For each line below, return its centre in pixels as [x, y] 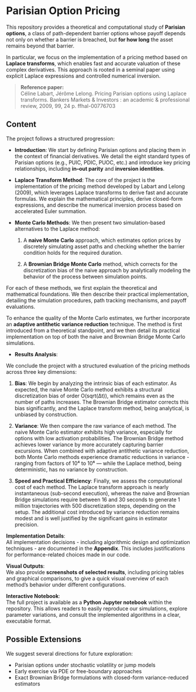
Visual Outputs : [25, 566]
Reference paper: [42, 87]
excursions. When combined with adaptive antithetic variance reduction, [102, 451]
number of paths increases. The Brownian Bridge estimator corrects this [102, 402]
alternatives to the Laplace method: [57, 229]
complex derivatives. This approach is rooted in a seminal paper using [91, 69]
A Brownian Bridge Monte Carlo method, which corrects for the [100, 264]
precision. [27, 524]
